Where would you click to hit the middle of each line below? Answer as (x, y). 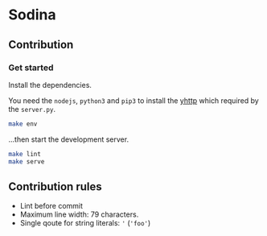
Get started (31, 68)
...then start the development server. (69, 139)
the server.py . (32, 109)
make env (23, 124)
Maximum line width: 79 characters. (79, 214)
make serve (27, 161)
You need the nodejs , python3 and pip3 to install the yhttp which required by (133, 100)
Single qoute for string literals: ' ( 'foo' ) (85, 223)
